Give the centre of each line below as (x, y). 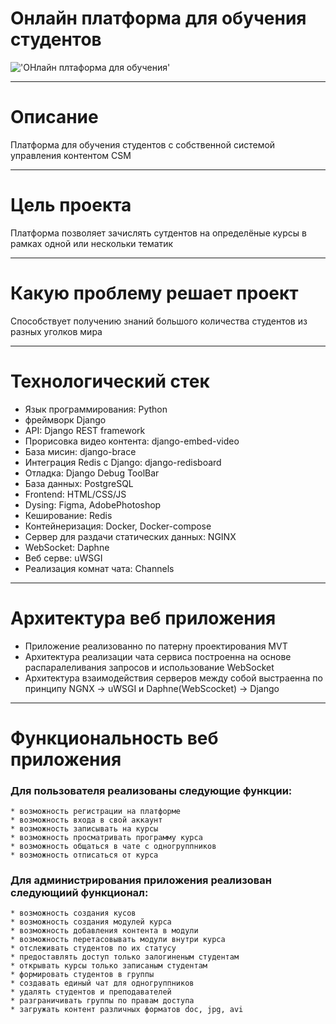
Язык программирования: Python (96, 409)
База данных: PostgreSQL (79, 483)
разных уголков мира (56, 331)
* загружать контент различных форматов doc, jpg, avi (127, 1010)
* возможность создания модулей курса (91, 922)
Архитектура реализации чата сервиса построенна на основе (158, 656)
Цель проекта (71, 205)
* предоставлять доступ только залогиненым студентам (125, 957)
